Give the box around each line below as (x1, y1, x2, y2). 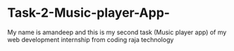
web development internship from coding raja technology (7, 35, 174, 43)
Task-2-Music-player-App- (7, 5, 171, 21)
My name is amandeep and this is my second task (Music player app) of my (7, 28, 227, 36)
